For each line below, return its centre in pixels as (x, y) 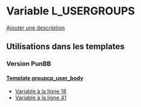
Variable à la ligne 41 (41, 98)
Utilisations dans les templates (66, 47)
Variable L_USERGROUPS (70, 11)
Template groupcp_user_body (45, 78)
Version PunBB (29, 64)
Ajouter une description (36, 28)
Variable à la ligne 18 (41, 91)
